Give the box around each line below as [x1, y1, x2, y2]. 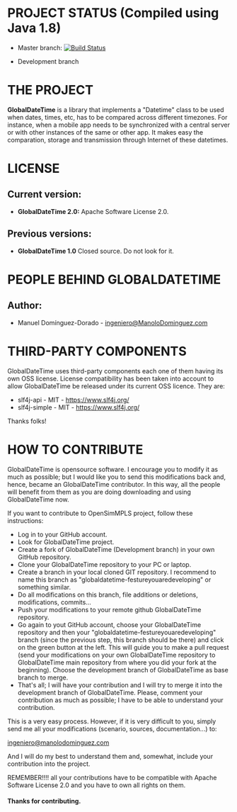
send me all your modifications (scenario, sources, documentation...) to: [7, 724, 217, 733]
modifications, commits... [17, 597, 92, 607]
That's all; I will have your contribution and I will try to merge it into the [17, 680, 223, 689]
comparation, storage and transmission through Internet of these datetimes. [7, 135, 229, 144]
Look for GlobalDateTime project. [17, 537, 115, 546]
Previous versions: [7, 228, 92, 240]
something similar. [17, 582, 71, 591]
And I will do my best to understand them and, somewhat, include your [7, 752, 214, 760]
